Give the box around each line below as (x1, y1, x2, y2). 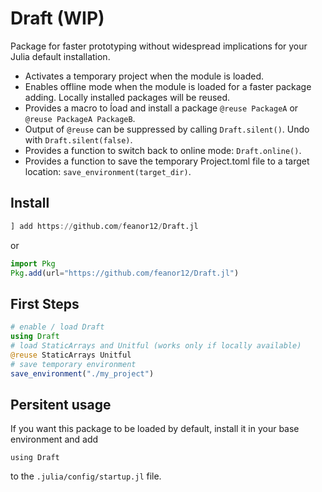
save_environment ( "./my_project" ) (10, 368, 155, 379)
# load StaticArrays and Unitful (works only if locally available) (10, 340, 302, 351)
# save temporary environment (10, 359, 137, 369)
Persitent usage (10, 396, 112, 413)
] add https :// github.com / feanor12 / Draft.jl (10, 221, 199, 231)
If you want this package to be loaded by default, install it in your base (10, 423, 300, 435)
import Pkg (10, 258, 56, 269)
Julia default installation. (10, 50, 111, 62)
